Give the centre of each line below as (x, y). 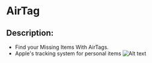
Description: (30, 33)
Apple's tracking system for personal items (68, 53)
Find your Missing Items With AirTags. (62, 47)
